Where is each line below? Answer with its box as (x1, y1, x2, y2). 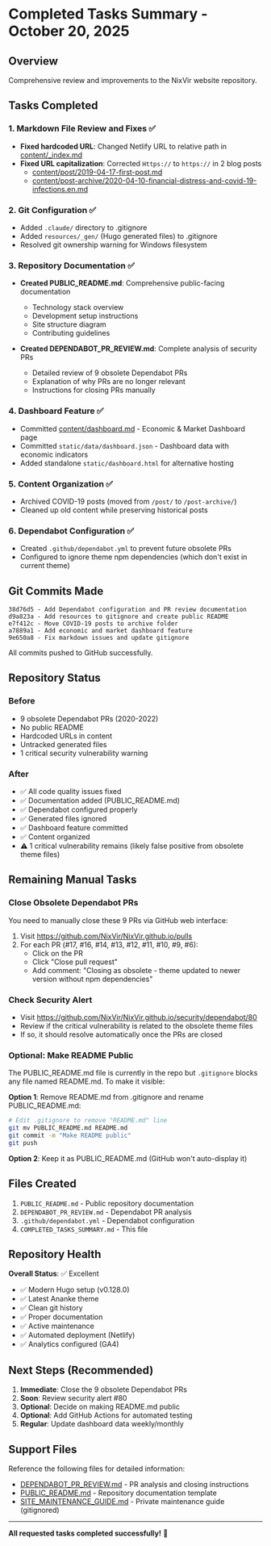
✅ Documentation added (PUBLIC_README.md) (19, 796, 180, 805)
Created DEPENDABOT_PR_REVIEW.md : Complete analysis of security (19, 344, 257, 353)
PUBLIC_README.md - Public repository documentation (19, 1198, 194, 1208)
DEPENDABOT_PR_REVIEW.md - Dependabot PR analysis (19, 1207, 192, 1217)
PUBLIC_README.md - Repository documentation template (19, 1488, 218, 1498)
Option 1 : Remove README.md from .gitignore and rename (8, 1093, 204, 1102)
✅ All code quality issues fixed (19, 786, 122, 796)
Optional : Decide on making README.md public (19, 1402, 180, 1412)
